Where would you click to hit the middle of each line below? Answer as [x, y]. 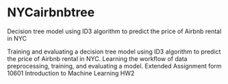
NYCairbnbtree [51, 13]
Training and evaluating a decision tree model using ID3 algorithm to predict [114, 51]
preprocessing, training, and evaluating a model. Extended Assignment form [114, 66]
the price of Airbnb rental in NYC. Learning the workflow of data [97, 58]
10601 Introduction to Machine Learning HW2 [71, 73]
